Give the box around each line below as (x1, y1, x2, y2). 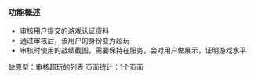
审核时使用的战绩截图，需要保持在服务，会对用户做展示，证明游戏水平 (19, 45, 247, 56)
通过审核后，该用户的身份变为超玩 (19, 36, 130, 45)
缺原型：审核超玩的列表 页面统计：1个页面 (8, 63, 143, 72)
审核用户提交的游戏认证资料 (19, 26, 110, 36)
